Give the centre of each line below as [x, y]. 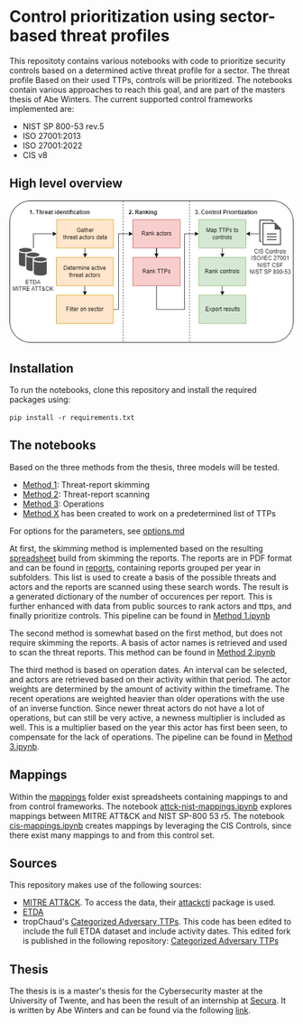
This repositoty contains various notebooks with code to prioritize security [147, 61]
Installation [41, 368]
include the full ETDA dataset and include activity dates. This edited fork [156, 931]
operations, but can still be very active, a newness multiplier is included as [147, 717]
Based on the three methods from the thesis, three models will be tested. [145, 467]
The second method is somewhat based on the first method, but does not [146, 633]
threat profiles [115, 36]
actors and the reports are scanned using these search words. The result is [149, 586]
